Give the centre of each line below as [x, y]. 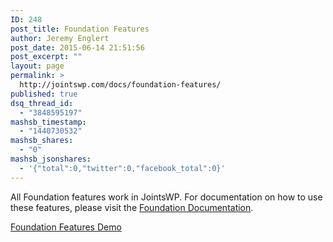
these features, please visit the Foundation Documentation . [132, 207]
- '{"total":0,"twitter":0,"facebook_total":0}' [122, 168]
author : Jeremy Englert [60, 38]
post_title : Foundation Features [80, 29]
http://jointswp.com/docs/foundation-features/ [120, 85]
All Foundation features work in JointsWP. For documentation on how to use [166, 197]
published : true [44, 94]
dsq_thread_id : [42, 103]
